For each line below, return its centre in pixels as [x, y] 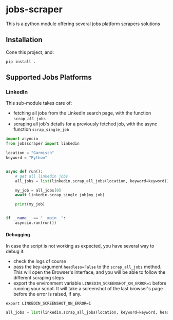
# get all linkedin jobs [42, 176]
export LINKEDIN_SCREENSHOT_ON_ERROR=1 [49, 304]
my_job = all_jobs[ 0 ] [38, 190]
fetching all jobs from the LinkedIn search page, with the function [82, 113]
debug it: [15, 251]
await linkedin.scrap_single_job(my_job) [60, 195]
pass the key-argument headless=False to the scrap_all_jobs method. [87, 267]
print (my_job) [30, 204]
